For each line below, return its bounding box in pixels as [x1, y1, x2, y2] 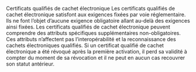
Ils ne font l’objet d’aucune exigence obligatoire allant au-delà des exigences [6, 17, 190, 24]
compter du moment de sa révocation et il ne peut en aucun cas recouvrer [6, 55, 185, 61]
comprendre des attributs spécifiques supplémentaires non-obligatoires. [6, 30, 181, 37]
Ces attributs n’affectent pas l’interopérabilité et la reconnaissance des [6, 36, 177, 42]
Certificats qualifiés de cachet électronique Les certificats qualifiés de [6, 5, 176, 12]
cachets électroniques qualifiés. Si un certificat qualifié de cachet [6, 42, 164, 49]
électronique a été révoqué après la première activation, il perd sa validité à [6, 48, 187, 55]
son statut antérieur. [6, 60, 54, 67]
